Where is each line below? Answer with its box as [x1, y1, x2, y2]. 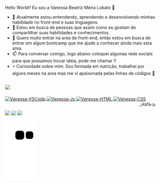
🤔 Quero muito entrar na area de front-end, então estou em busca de [12, 35, 151, 41]
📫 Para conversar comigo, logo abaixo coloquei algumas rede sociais [12, 51, 153, 56]
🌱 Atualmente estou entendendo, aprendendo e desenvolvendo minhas [12, 14, 155, 20]
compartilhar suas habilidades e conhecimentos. [12, 30, 110, 35]
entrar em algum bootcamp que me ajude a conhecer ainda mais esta [12, 40, 152, 46]
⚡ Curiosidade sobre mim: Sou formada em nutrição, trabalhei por [12, 64, 145, 69]
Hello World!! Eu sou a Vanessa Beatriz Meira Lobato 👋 [5, 5, 115, 10]
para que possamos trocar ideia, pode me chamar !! [12, 58, 117, 64]
